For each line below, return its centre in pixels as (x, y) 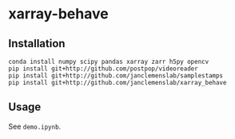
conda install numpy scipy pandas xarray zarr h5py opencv (109, 62)
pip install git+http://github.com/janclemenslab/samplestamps (116, 76)
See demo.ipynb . (35, 126)
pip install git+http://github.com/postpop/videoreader (103, 69)
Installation (37, 44)
